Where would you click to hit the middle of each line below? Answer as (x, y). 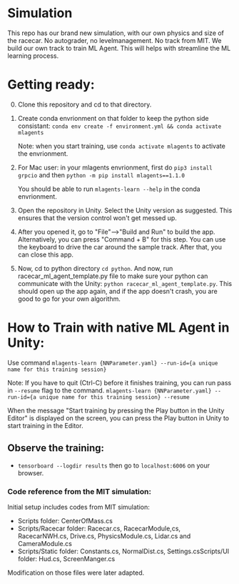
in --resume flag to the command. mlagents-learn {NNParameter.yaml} (110, 390)
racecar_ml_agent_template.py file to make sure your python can (113, 276)
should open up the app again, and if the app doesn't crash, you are (117, 291)
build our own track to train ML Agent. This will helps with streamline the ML (119, 48)
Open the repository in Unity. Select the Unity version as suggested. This (125, 210)
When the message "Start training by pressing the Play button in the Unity (116, 410)
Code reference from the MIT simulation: (80, 491)
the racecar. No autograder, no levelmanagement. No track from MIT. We (115, 40)
